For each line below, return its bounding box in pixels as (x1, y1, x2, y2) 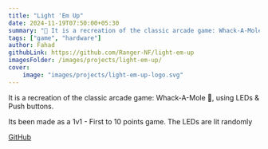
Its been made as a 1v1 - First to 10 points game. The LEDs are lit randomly (8, 116, 253, 126)
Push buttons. (8, 101, 54, 111)
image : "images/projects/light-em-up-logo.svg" (22, 71, 183, 79)
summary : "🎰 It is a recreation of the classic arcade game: (8, 26, 216, 34)
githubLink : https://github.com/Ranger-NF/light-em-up (8, 49, 195, 57)
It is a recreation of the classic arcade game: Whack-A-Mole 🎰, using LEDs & (8, 92, 260, 102)
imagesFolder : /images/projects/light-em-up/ (8, 57, 162, 65)
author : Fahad (8, 41, 56, 49)
